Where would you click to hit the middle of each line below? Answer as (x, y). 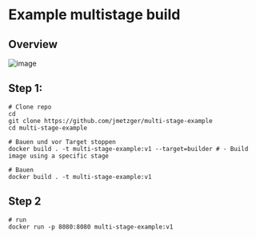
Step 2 (25, 201)
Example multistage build (94, 15)
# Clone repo (30, 107)
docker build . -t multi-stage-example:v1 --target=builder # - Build (128, 149)
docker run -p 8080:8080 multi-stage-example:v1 (91, 227)
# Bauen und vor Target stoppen (62, 141)
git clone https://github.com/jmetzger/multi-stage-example (111, 121)
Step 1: (26, 88)
